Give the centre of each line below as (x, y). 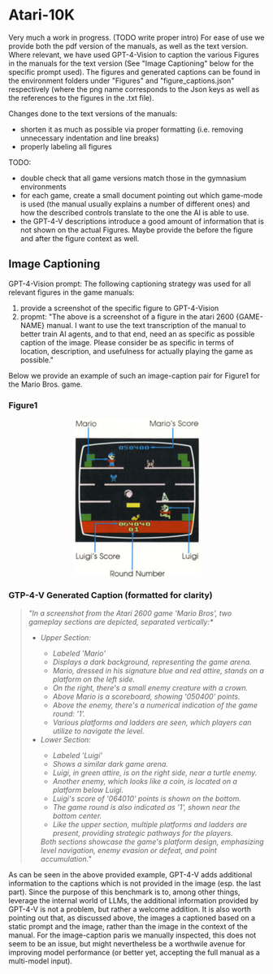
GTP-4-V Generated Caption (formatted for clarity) (110, 595)
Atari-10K (42, 15)
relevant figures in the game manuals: (71, 292)
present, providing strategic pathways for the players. (143, 833)
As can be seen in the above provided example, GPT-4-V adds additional (130, 874)
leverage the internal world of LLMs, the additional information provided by (133, 900)
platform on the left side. (94, 679)
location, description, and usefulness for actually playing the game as (136, 351)
